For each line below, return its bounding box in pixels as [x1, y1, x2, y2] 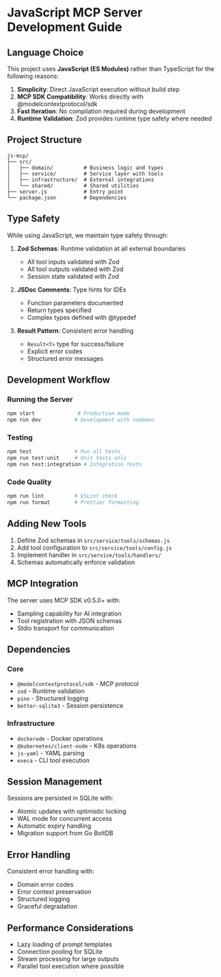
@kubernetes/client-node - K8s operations [16, 741, 137, 750]
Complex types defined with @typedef [27, 313, 137, 321]
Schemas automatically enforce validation [16, 558, 135, 566]
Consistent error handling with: [7, 867, 94, 876]
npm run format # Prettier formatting [7, 499, 139, 506]
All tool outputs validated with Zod [27, 265, 124, 273]
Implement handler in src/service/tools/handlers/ [16, 550, 161, 559]
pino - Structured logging [16, 694, 89, 702]
